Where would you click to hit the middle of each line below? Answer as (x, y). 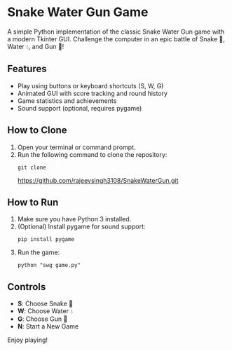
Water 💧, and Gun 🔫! (36, 46)
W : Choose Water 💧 (45, 311)
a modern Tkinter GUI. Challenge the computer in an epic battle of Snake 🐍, (116, 39)
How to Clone (37, 130)
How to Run (33, 202)
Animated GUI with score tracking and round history (93, 93)
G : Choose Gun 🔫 (42, 319)
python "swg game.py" (49, 266)
